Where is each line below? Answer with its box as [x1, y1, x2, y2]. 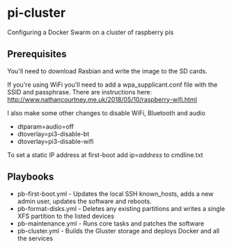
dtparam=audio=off [17, 122, 75, 131]
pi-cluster [7, 5, 66, 21]
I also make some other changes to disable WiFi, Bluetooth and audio [7, 108, 206, 117]
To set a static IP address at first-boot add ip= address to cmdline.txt [7, 150, 203, 159]
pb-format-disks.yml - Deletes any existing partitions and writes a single [17, 204, 225, 212]
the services [17, 234, 54, 242]
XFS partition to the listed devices [17, 212, 115, 220]
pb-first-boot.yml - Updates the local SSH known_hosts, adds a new [17, 189, 214, 198]
